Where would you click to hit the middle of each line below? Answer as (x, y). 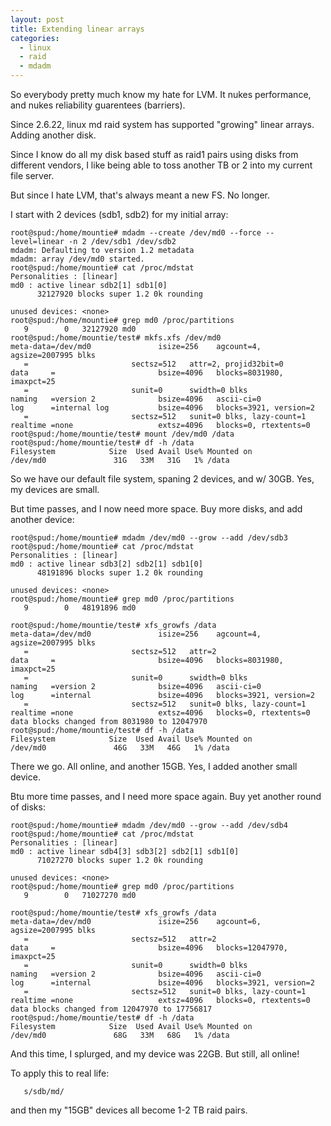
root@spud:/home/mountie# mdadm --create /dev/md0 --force (136, 233)
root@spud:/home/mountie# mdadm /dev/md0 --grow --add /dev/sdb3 (149, 538)
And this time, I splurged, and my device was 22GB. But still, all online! (155, 1054)
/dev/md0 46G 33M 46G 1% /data (120, 748)
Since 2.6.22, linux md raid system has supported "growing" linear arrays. (162, 124)
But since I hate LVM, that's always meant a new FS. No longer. (140, 195)
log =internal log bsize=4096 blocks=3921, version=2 (162, 408)
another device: (42, 519)
